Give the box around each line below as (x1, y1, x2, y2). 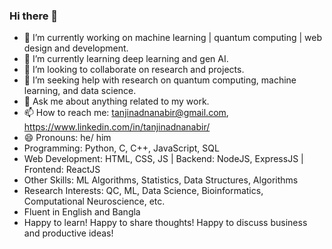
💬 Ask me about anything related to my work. (23, 95, 210, 108)
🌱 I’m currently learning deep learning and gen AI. (23, 53, 229, 65)
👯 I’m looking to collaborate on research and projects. (23, 64, 245, 76)
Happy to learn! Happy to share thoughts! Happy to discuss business (23, 217, 308, 229)
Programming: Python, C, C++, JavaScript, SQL (23, 142, 220, 154)
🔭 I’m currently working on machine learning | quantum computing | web (23, 32, 322, 44)
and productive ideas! (23, 227, 114, 239)
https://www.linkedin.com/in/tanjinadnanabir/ (23, 121, 211, 133)
